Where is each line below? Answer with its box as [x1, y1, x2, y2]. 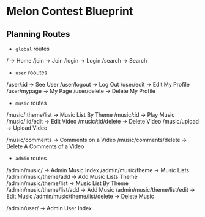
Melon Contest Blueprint [6, 4, 133, 18]
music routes [15, 100, 47, 106]
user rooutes [15, 69, 48, 76]
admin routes [15, 155, 47, 162]
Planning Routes [6, 29, 70, 39]
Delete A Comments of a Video [6, 143, 84, 150]
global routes [15, 45, 50, 52]
